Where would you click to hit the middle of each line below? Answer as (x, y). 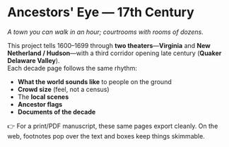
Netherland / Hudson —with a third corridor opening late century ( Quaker (114, 53)
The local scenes (43, 97)
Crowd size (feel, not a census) (63, 89)
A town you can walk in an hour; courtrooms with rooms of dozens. (105, 32)
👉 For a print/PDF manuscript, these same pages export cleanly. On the (113, 126)
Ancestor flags (40, 104)
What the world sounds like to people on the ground (94, 81)
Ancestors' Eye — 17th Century (101, 12)
